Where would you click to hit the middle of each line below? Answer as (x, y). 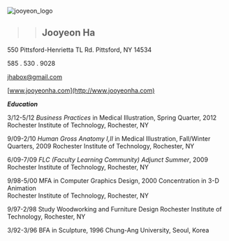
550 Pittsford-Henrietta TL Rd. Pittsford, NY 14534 (80, 50)
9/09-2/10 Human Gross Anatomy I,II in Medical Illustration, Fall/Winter (109, 138)
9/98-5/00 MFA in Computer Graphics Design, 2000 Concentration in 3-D (113, 180)
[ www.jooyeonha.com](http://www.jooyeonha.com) (81, 90)
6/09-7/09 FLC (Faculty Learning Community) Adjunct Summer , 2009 (108, 159)
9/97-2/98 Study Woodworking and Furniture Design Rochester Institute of (114, 209)
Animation (22, 188)
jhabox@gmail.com (35, 76)
